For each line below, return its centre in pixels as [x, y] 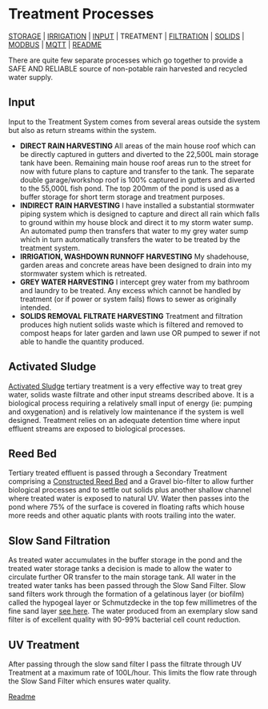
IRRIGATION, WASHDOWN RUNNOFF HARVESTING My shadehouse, [134, 256]
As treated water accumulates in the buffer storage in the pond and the [125, 560]
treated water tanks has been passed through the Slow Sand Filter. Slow [127, 586]
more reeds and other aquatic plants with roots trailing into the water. [122, 516]
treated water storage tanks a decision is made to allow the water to [120, 569]
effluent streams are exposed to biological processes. [97, 429]
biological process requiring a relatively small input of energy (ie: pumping [130, 403]
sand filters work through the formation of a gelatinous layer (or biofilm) [126, 594]
